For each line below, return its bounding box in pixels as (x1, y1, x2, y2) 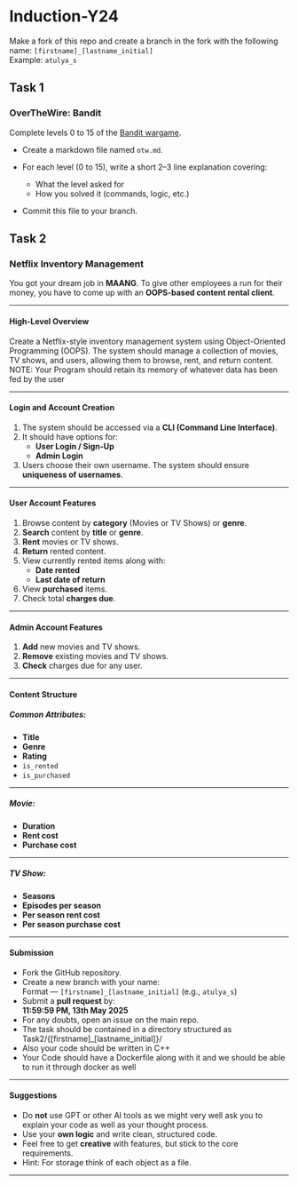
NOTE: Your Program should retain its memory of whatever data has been (9, 364, 278, 375)
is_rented (21, 761, 59, 770)
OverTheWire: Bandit (9, 107, 102, 119)
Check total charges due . (21, 592, 116, 603)
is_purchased (21, 771, 71, 780)
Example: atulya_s (9, 54, 77, 65)
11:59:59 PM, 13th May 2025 (21, 1005, 129, 1015)
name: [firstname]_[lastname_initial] (9, 44, 153, 55)
